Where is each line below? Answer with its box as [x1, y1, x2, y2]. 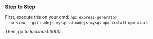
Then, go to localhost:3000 [5, 29, 61, 35]
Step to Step [5, 3, 36, 10]
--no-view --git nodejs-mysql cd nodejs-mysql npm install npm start [5, 20, 148, 25]
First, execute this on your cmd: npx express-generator [5, 14, 117, 20]
